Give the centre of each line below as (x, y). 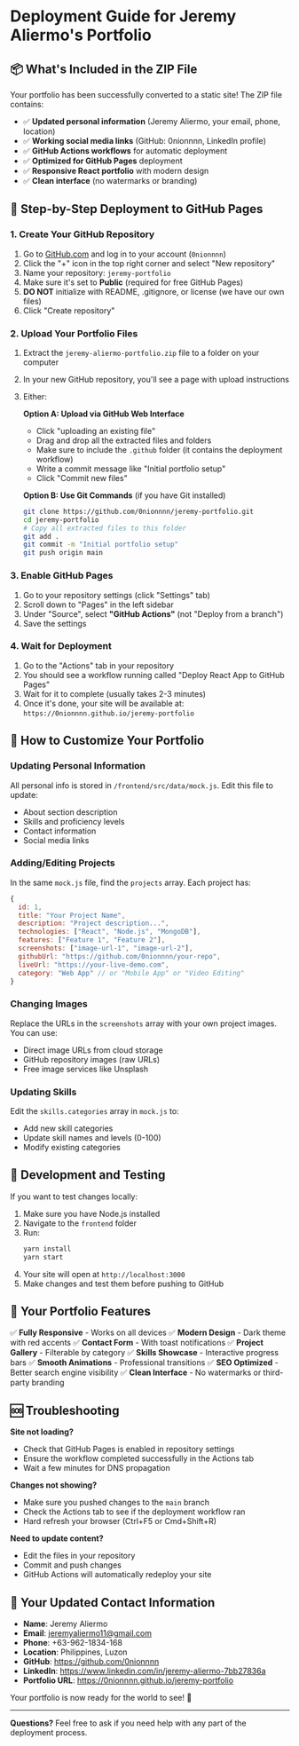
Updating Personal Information (78, 766)
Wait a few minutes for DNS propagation (97, 1468)
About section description (70, 812)
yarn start (43, 1257)
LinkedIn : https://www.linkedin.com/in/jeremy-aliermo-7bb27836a (144, 1671)
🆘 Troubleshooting (65, 1410)
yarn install (47, 1249)
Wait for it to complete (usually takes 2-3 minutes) (114, 693)
